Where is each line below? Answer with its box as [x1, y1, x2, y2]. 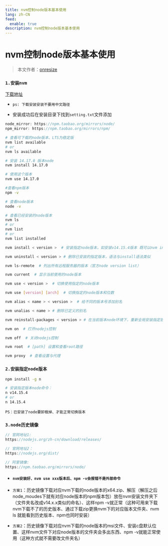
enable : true [9, 21, 37, 26]
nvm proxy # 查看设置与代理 [5, 353, 61, 358]
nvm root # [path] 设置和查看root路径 [5, 344, 83, 349]
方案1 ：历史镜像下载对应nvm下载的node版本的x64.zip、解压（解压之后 [12, 487, 157, 493]
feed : [5, 16, 16, 21]
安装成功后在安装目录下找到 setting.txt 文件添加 [12, 111, 112, 117]
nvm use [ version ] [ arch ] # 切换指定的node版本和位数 [5, 290, 114, 295]
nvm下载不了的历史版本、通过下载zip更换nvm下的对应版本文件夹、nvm [12, 505, 159, 511]
